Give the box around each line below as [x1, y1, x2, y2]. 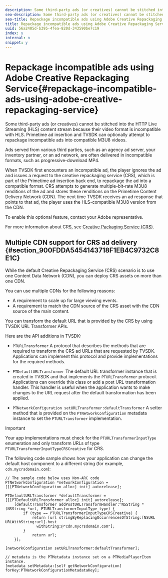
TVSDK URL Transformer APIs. [5, 323, 68, 329]
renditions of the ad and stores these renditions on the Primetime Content [5, 188, 156, 194]
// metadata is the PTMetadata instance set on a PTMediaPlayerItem [5, 554, 151, 559]
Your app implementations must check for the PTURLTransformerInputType [5, 435, 156, 441]
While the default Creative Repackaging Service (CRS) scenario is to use [5, 267, 155, 273]
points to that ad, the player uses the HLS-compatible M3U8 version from [5, 199, 156, 205]
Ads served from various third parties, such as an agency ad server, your [5, 147, 156, 153]
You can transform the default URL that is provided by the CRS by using [5, 318, 153, 324]
